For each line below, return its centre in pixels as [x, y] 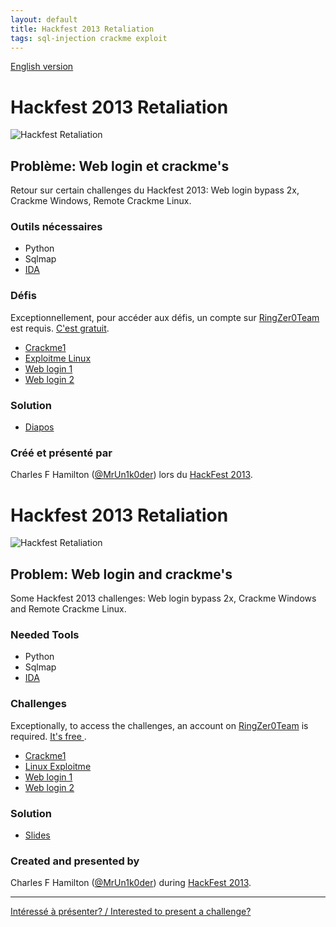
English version [42, 67]
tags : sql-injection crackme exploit [89, 38]
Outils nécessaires [56, 227]
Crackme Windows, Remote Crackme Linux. [101, 201]
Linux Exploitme [58, 766]
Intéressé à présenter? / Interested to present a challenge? [131, 912]
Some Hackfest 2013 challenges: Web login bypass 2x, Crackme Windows [163, 598]
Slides [37, 835]
